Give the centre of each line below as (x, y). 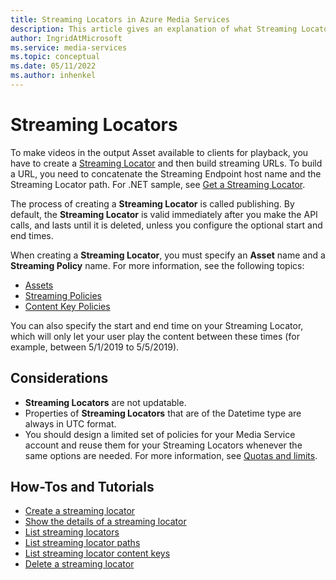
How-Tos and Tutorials (82, 487)
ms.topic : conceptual (55, 57)
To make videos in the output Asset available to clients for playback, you (159, 152)
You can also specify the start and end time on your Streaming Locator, (157, 325)
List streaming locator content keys (97, 553)
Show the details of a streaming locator (105, 522)
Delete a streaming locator (79, 564)
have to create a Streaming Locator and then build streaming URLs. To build (166, 163)
